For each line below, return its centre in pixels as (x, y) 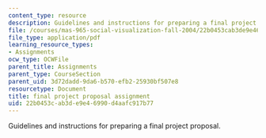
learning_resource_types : (51, 45)
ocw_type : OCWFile (38, 60)
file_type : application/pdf (55, 37)
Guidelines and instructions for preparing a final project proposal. (115, 126)
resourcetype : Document (47, 89)
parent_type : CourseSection (55, 74)
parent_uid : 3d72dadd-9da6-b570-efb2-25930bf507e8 (93, 81)
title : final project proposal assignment (79, 96)
